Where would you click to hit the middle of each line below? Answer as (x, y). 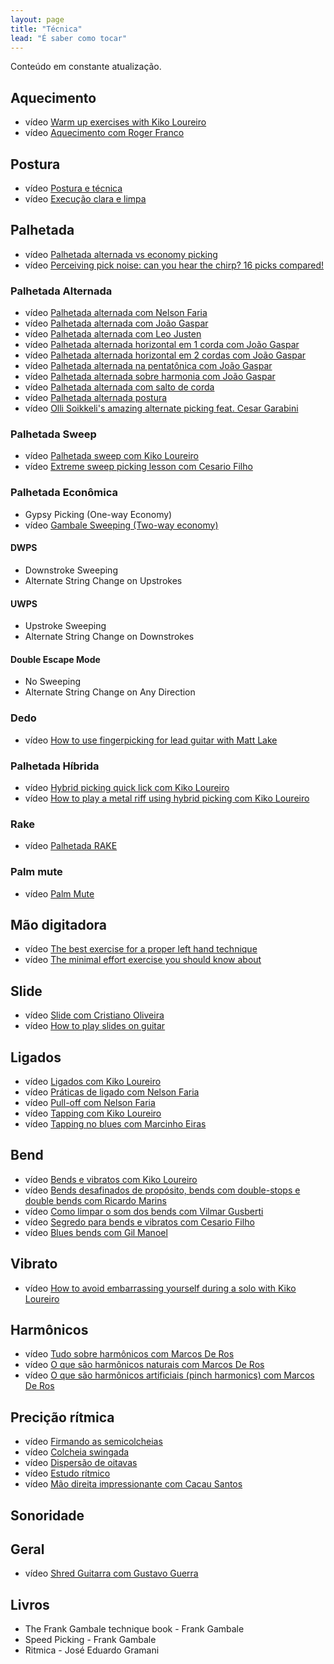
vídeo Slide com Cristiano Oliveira (94, 1015)
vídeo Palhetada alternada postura (96, 398)
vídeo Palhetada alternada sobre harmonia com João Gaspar (150, 377)
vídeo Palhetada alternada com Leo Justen (113, 334)
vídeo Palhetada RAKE (71, 846)
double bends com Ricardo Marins (95, 1200)
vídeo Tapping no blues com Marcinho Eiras (115, 1123)
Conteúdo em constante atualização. (86, 67)
